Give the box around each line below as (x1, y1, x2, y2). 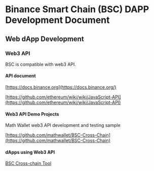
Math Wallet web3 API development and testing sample (5, 122, 121, 128)
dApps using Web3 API (5, 149, 55, 155)
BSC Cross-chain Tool (5, 160, 52, 166)
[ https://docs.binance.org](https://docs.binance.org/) (5, 84, 117, 90)
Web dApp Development (5, 35, 85, 43)
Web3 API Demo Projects (5, 111, 59, 117)
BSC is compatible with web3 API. (5, 61, 76, 67)
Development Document (5, 14, 110, 26)
